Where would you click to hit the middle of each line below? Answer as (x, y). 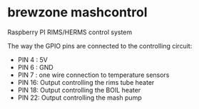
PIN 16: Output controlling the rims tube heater (86, 82)
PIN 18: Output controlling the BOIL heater (79, 90)
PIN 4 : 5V (32, 59)
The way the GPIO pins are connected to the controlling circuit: (100, 46)
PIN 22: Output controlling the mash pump (80, 98)
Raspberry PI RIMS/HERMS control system (70, 32)
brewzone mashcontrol (77, 12)
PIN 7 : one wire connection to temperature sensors (93, 75)
